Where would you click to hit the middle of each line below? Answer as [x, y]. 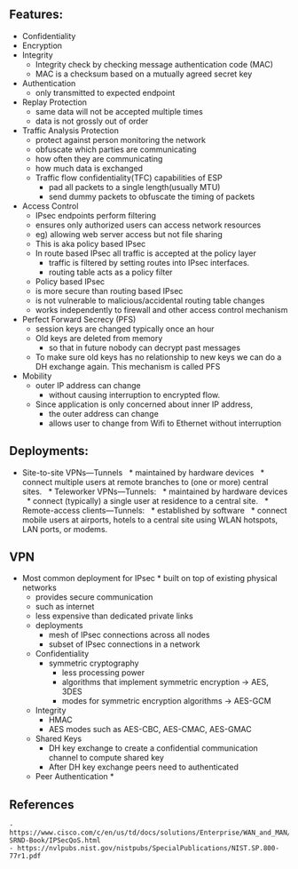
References [42, 805]
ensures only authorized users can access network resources [148, 225]
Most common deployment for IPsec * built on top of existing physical [149, 578]
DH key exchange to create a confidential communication [153, 748]
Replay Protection [54, 102]
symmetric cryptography [94, 663]
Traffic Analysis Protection [71, 130]
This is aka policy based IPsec [90, 243]
